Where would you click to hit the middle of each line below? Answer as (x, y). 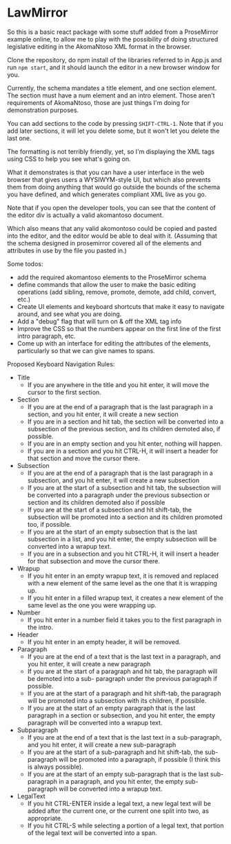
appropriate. (45, 818)
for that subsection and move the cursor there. (94, 561)
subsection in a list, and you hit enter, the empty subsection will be (122, 539)
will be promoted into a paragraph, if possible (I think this (139, 759)
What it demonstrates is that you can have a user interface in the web (106, 172)
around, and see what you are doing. (69, 314)
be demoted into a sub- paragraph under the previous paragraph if (122, 678)
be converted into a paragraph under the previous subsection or (119, 495)
